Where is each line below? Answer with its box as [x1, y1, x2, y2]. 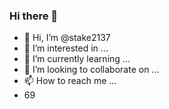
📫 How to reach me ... [23, 75, 117, 87]
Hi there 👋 [9, 9, 59, 23]
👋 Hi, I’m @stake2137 [23, 32, 111, 44]
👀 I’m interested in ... [23, 42, 109, 54]
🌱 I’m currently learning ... [23, 53, 131, 65]
